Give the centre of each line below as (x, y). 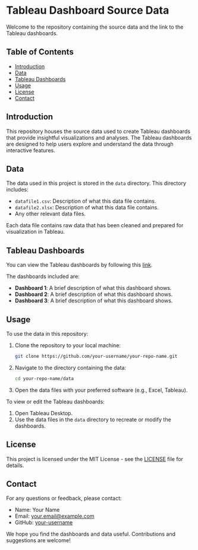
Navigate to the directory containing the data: (70, 367)
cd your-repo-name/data (44, 378)
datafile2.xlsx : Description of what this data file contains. (87, 208)
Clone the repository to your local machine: (67, 345)
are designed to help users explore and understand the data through (90, 144)
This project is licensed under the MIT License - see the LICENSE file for (95, 459)
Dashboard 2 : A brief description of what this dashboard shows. (94, 294)
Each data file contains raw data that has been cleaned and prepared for (95, 225)
